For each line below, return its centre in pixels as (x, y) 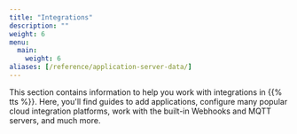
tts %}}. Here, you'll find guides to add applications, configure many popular (148, 101)
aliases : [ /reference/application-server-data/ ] (101, 67)
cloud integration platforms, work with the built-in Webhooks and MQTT (141, 111)
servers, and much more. (55, 120)
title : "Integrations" (51, 17)
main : (27, 51)
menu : (19, 42)
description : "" (39, 26)
